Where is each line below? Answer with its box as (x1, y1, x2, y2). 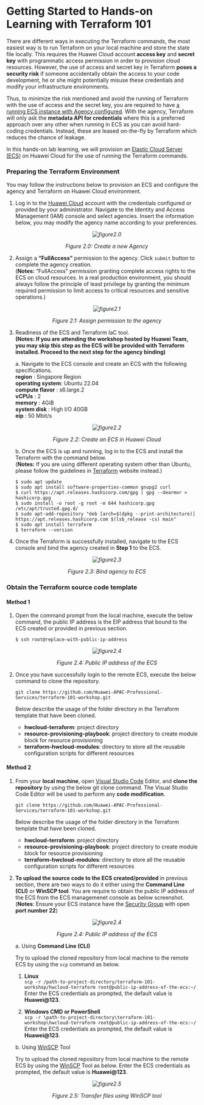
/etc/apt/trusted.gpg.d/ (15, 506, 79, 512)
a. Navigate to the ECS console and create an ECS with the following (15, 360, 187, 368)
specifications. (15, 367, 52, 374)
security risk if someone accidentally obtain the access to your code (6, 70, 180, 77)
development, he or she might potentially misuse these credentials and (6, 76, 184, 84)
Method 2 (6, 764, 32, 771)
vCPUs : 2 (15, 393, 41, 400)
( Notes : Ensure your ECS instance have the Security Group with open (15, 900, 190, 908)
